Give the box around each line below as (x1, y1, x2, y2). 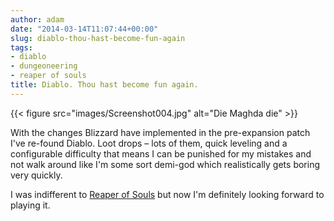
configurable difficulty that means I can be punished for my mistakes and (10, 147, 312, 160)
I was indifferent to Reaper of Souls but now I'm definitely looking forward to (10, 188, 325, 200)
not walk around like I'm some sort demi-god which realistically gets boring (10, 158, 321, 170)
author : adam (10, 14, 65, 25)
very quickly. (10, 169, 63, 181)
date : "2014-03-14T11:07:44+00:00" (10, 24, 159, 34)
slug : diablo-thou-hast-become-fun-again (10, 33, 186, 43)
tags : (10, 42, 33, 53)
